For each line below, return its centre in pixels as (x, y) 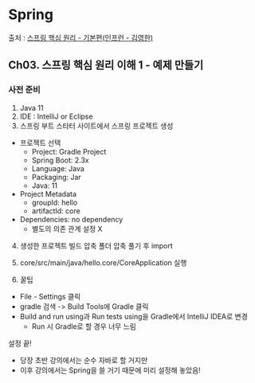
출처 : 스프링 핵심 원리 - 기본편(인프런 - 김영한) (81, 37)
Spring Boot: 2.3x (60, 160)
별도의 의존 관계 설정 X (67, 229)
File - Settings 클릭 (50, 296)
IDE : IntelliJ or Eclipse (56, 116)
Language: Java (58, 168)
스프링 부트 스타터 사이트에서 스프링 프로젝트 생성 (96, 126)
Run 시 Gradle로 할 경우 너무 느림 (84, 326)
